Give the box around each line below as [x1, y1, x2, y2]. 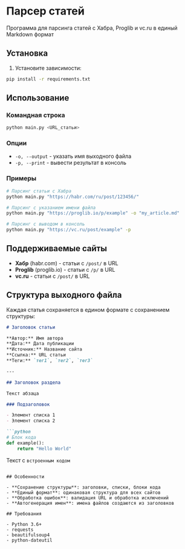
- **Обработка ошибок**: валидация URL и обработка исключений [6, 495, 169, 501]
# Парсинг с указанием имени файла [6, 205, 96, 211]
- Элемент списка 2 [6, 418, 56, 424]
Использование [6, 93, 70, 104]
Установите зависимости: [15, 64, 82, 71]
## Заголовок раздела [6, 380, 61, 386]
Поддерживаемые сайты [6, 243, 108, 254]
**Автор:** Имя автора [6, 335, 63, 341]
